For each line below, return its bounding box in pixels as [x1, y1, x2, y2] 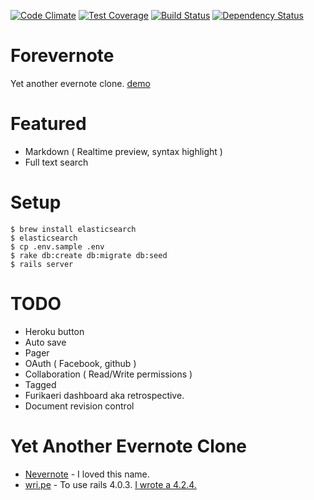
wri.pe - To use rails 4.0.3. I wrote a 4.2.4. [24, 478, 197, 490]
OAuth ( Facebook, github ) [24, 357, 137, 369]
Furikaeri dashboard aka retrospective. [24, 389, 185, 401]
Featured [10, 113, 87, 135]
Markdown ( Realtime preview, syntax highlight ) [24, 145, 223, 157]
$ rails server [10, 259, 74, 269]
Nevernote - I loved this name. [24, 468, 150, 480]
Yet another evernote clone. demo [10, 77, 151, 89]
